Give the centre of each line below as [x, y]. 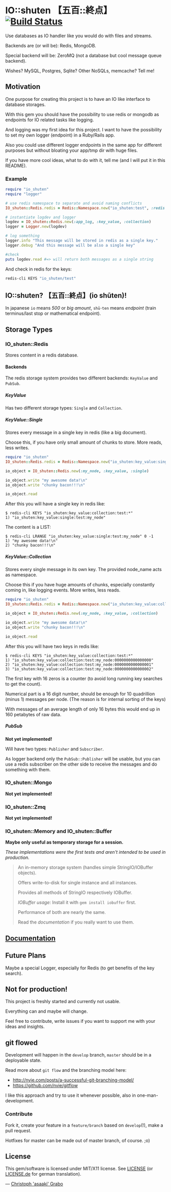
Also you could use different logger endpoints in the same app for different [83, 145]
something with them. [28, 769]
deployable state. [23, 1061]
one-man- [148, 1095]
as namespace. [21, 575]
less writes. [17, 448]
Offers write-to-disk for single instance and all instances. [77, 883]
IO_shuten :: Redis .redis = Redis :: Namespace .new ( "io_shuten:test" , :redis [85, 208]
